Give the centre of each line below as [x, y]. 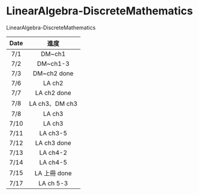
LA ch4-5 [53, 162]
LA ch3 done [53, 143]
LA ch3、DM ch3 [53, 103]
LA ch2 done [53, 93]
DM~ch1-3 [53, 63]
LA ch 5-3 [53, 183]
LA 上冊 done [53, 173]
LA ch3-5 [53, 133]
